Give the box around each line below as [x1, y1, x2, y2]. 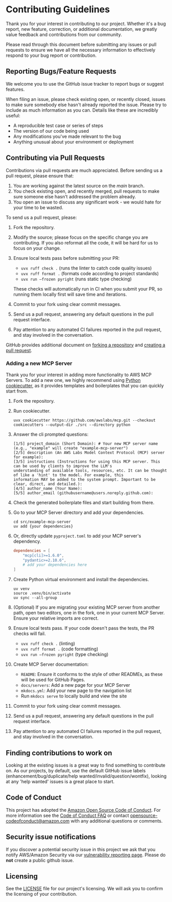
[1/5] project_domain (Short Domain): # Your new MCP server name [13, 441, 158, 446]
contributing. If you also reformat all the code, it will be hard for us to [13, 239, 158, 245]
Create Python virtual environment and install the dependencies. [13, 577, 149, 583]
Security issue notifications [6, 833, 96, 842]
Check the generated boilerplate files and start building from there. [13, 499, 155, 505]
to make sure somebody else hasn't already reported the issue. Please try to [6, 101, 167, 108]
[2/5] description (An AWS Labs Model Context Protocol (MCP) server [13, 450, 165, 455]
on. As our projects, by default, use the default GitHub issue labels [6, 768, 146, 774]
